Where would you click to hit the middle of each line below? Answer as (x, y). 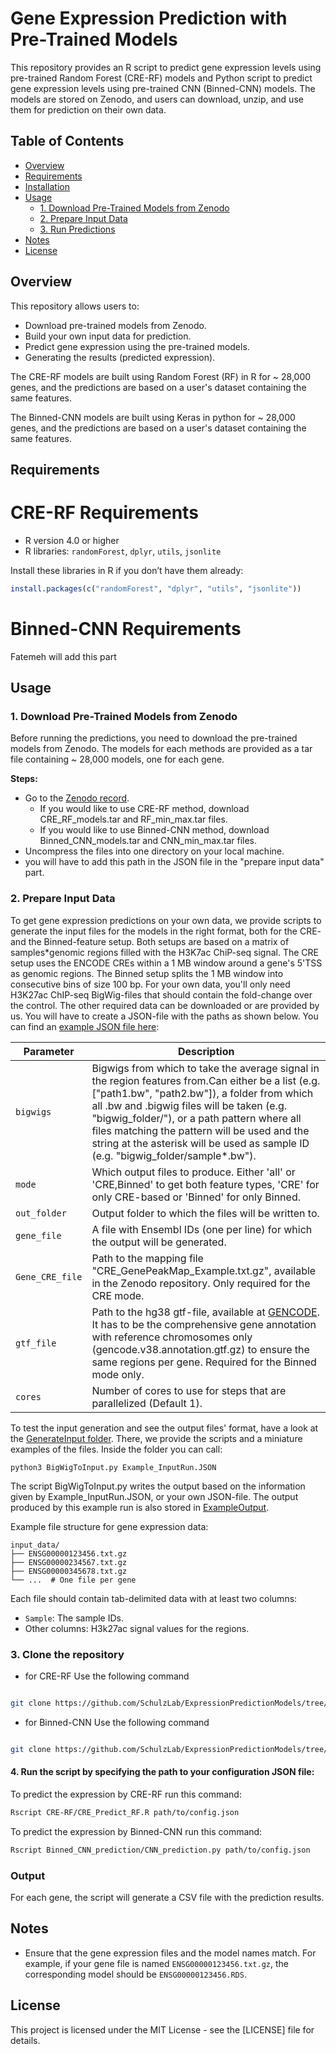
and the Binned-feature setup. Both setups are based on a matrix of (150, 941)
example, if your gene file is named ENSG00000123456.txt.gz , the (156, 1963)
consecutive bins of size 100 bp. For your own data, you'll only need (150, 984)
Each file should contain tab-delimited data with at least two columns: (154, 1598)
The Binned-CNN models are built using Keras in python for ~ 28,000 (153, 417)
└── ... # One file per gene (73, 1580)
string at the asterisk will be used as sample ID (200, 1143)
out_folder (41, 1213)
